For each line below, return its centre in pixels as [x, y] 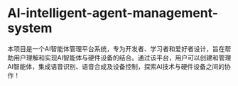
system [30, 28]
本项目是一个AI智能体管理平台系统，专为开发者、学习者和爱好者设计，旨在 [116, 48]
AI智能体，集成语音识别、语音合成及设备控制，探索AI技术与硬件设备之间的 [116, 66]
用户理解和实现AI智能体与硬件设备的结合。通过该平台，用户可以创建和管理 [122, 58]
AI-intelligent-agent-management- [113, 13]
